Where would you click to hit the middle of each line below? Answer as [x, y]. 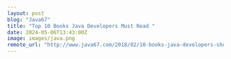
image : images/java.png [41, 39]
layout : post [26, 13]
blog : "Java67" [29, 20]
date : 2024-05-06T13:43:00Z [47, 32]
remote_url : [24, 45]
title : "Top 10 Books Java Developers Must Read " [81, 26]
